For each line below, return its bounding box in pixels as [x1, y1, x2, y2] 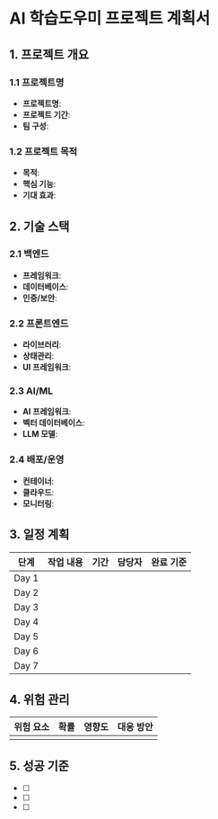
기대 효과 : [22, 190, 57, 200]
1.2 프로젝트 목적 [9, 145, 78, 157]
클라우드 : [22, 486, 55, 497]
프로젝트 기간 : [22, 109, 71, 120]
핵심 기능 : [22, 179, 57, 190]
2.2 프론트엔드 [9, 316, 69, 329]
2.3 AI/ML [9, 385, 54, 397]
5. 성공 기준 [9, 758, 70, 773]
